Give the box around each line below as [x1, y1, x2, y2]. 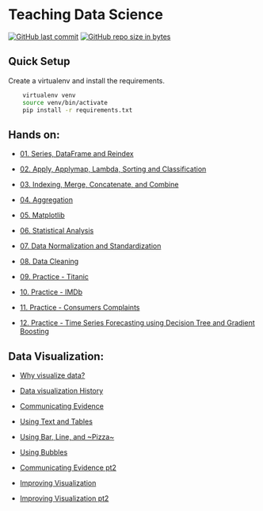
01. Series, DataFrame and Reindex [19, 149, 134, 159]
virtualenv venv [22, 91, 77, 99]
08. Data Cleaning [19, 256, 79, 267]
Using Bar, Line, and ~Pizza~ [19, 432, 115, 441]
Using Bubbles [19, 448, 68, 457]
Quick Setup [8, 55, 71, 68]
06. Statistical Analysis [19, 226, 94, 236]
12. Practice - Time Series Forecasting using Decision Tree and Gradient [19, 318, 255, 328]
